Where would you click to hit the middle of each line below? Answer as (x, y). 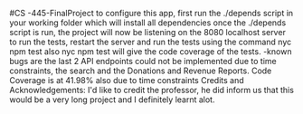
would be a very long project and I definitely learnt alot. (112, 100)
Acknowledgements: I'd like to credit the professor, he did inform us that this (151, 90)
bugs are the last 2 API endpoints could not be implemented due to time (143, 61)
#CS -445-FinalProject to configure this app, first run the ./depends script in (151, 13)
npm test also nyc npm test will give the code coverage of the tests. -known (151, 52)
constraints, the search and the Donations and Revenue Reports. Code (141, 71)
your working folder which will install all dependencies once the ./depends (148, 23)
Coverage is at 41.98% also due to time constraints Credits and (127, 80)
